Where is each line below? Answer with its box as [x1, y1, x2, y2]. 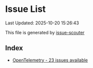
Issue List [5, 3, 46, 15]
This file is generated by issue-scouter [5, 29, 85, 35]
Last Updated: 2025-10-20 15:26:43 [5, 20, 79, 26]
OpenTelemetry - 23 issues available [12, 57, 88, 63]
